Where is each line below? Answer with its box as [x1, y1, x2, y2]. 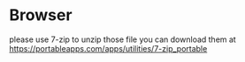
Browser [9, 5, 73, 25]
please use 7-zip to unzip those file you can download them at [9, 34, 236, 45]
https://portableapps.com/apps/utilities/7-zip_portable [9, 43, 208, 53]
